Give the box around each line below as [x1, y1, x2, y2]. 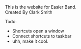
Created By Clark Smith [5, 9, 53, 15]
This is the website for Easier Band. [5, 4, 77, 10]
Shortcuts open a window [12, 28, 64, 33]
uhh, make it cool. [12, 38, 49, 44]
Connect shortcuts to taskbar [12, 33, 72, 39]
